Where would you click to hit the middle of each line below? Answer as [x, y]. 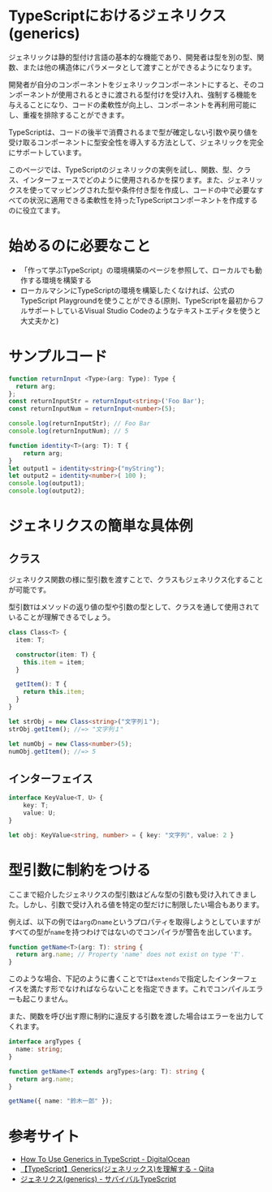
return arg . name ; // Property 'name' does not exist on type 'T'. [130, 955]
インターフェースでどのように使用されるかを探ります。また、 [125, 179]
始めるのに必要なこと [80, 246]
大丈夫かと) [39, 321]
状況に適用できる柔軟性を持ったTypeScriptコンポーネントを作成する [144, 200]
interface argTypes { [45, 1042]
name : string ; [39, 1050]
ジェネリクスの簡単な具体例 [101, 526]
